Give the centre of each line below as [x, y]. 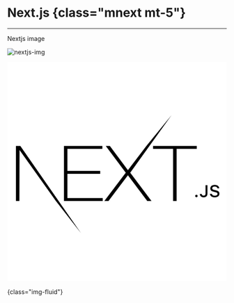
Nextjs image [26, 38]
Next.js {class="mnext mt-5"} [96, 13]
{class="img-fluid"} [35, 292]
